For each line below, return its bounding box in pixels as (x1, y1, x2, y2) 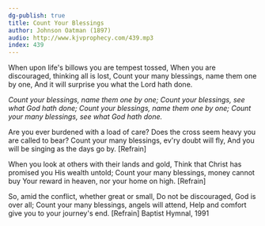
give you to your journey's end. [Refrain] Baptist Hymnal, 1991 (8, 209, 210, 218)
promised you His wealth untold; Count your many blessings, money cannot (8, 168, 256, 178)
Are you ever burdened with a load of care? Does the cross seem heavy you (8, 128, 256, 137)
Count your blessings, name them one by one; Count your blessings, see (8, 95, 245, 105)
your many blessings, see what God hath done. (8, 112, 163, 121)
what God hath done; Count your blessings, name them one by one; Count (8, 104, 252, 113)
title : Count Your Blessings (8, 19, 104, 27)
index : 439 (8, 41, 44, 49)
